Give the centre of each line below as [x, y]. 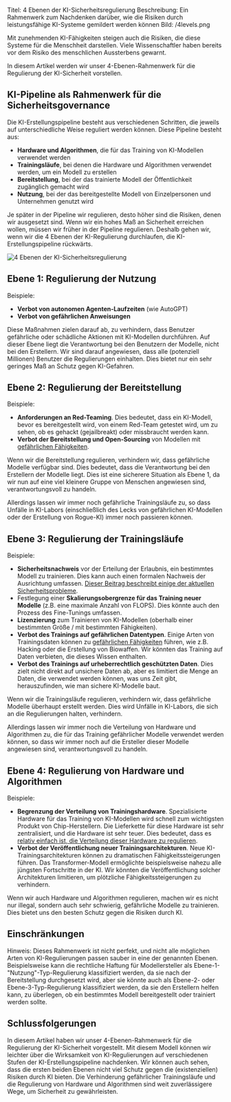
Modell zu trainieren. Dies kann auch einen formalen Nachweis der [111, 576]
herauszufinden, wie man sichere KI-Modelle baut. [89, 686]
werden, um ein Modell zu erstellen [67, 172]
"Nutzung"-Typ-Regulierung [47, 973]
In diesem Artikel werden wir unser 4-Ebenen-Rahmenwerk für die [101, 66]
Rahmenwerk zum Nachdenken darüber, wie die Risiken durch [95, 17]
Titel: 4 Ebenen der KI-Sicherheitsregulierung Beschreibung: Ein [98, 10]
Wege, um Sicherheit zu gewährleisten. [63, 1091]
